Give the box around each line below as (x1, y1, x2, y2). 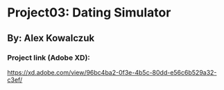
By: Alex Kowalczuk (7, 32, 95, 44)
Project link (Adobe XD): (7, 53, 90, 63)
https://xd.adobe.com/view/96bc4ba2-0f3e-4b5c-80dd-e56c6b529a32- (7, 68, 217, 76)
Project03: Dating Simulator (7, 5, 171, 21)
